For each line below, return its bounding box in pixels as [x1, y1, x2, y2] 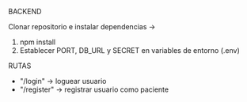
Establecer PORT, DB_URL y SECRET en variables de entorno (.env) [19, 46, 240, 55]
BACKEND [8, 7, 42, 16]
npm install [19, 37, 56, 47]
